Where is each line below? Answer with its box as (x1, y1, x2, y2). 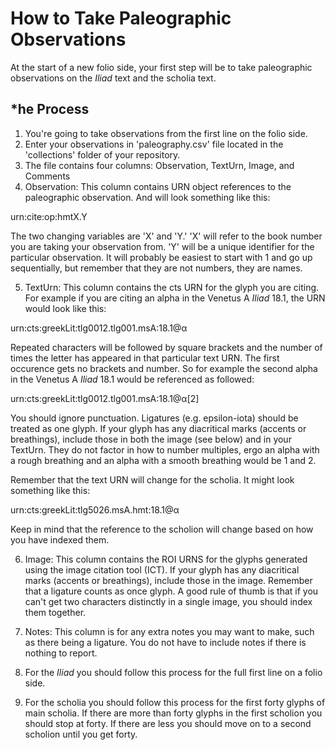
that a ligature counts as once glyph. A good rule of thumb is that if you (24, 585, 319, 597)
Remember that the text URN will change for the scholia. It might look (10, 473, 295, 486)
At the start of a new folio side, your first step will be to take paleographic (10, 61, 313, 73)
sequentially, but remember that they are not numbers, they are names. (10, 262, 303, 274)
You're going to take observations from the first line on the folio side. (24, 127, 308, 139)
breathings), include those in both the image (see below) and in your (10, 433, 292, 445)
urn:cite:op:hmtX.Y (10, 210, 88, 222)
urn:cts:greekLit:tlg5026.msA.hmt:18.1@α (10, 503, 180, 516)
